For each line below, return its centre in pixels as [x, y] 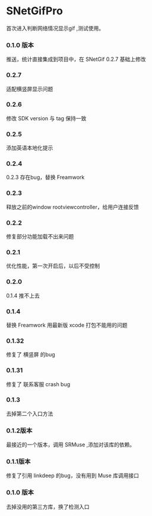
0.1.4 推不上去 [23, 296]
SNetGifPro [35, 11]
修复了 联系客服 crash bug [38, 384]
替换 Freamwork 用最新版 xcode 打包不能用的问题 [67, 325]
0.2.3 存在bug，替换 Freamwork [45, 178]
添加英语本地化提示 [30, 148]
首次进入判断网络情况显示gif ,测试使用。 [55, 28]
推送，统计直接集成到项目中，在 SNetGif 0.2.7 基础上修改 [76, 59]
